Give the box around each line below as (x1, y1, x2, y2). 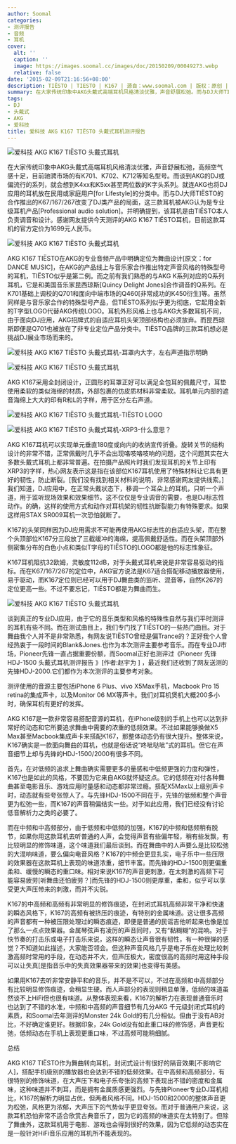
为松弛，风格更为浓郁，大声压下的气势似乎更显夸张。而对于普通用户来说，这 (7, 1103, 229, 1111)
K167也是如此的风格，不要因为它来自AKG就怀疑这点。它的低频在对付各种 (7, 774, 219, 782)
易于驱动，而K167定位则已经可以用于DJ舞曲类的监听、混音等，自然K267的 (7, 576, 223, 584)
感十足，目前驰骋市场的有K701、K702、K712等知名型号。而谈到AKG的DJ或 (7, 171, 225, 180)
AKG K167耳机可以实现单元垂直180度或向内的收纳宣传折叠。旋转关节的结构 (7, 441, 225, 449)
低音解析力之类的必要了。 (7, 809, 81, 817)
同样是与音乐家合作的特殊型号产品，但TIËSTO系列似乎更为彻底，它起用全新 (7, 298, 226, 306)
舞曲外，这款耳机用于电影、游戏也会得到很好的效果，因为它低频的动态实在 (13, 1120, 229, 1129)
